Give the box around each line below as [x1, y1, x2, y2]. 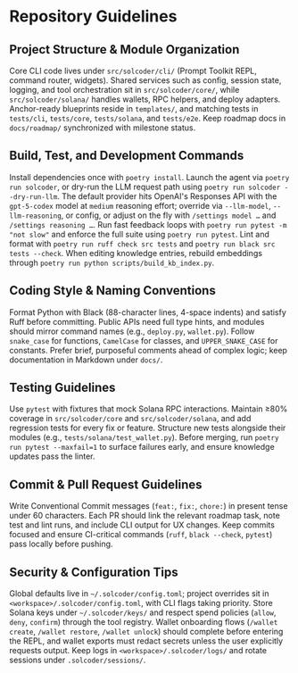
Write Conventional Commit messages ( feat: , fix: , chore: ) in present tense [9, 501, 288, 511]
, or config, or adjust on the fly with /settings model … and [61, 210, 277, 220]
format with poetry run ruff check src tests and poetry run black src [9, 238, 276, 249]
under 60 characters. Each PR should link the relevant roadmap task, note [9, 511, 281, 521]
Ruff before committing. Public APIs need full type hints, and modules [9, 316, 265, 327]
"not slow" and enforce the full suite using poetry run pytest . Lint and [9, 228, 269, 239]
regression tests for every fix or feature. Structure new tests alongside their [9, 422, 286, 434]
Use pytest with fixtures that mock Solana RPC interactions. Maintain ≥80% [9, 403, 288, 414]
